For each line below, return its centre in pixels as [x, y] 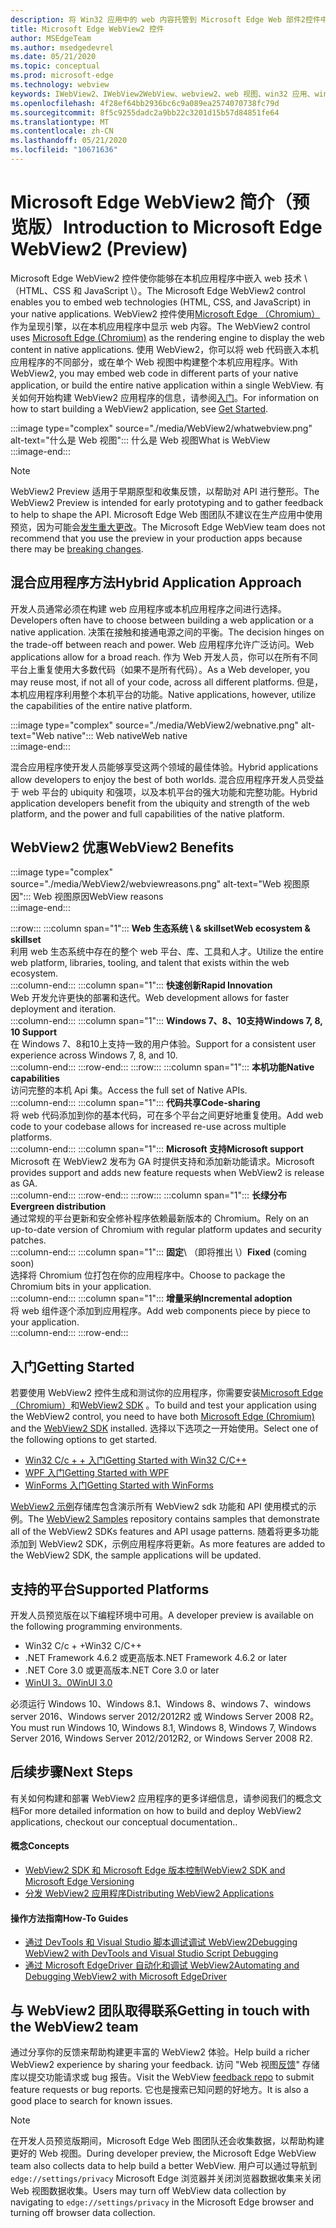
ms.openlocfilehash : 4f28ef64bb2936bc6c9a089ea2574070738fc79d [145, 103]
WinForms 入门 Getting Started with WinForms [119, 1485]
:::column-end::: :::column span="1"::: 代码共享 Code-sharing [135, 1103]
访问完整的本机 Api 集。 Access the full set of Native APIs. [129, 1090]
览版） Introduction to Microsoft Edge [166, 227]
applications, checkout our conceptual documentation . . [124, 1822]
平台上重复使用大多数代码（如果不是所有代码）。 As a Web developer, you [160, 669]
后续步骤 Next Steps [71, 1772]
